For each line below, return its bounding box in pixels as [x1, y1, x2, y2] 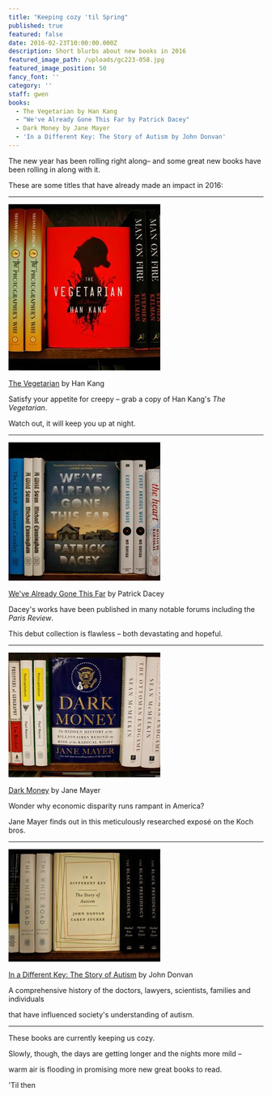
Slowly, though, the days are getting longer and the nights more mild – [8, 1048, 242, 1058]
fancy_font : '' [8, 73, 60, 81]
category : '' [8, 81, 53, 89]
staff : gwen [8, 90, 49, 98]
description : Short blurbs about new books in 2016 [8, 47, 186, 56]
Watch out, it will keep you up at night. [8, 418, 136, 428]
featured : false [8, 30, 63, 38]
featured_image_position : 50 [8, 65, 107, 73]
